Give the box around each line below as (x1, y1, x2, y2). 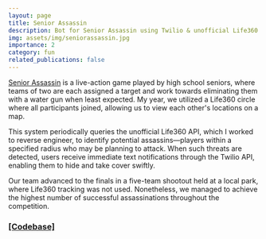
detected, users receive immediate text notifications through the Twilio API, (8, 152, 255, 161)
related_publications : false (8, 56, 105, 64)
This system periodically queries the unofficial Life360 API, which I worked (8, 126, 253, 136)
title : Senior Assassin (8, 19, 88, 27)
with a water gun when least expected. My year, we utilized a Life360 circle (8, 94, 256, 104)
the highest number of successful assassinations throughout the (8, 192, 220, 202)
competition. (8, 201, 50, 210)
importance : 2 (8, 41, 56, 49)
